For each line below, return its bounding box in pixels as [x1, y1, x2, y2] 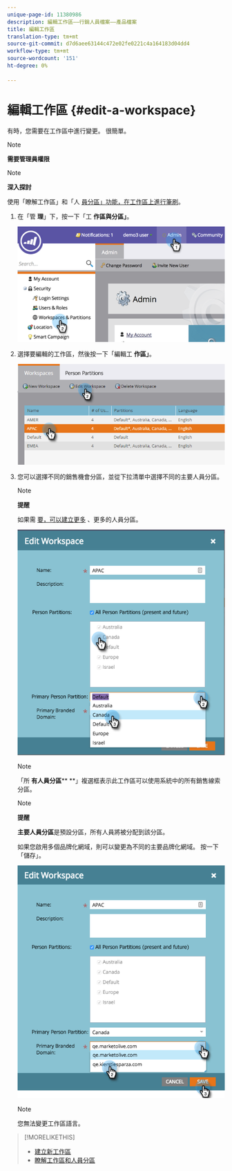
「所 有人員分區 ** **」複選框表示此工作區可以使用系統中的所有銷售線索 [17, 777, 221, 785]
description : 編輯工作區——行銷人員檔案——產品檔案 [7, 18, 137, 26]
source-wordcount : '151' [7, 55, 79, 62]
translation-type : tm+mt [7, 33, 79, 40]
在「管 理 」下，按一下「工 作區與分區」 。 [17, 212, 133, 221]
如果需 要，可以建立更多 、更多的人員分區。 [17, 515, 142, 524]
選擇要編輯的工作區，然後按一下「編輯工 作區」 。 [17, 349, 155, 358]
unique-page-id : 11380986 [7, 11, 81, 18]
